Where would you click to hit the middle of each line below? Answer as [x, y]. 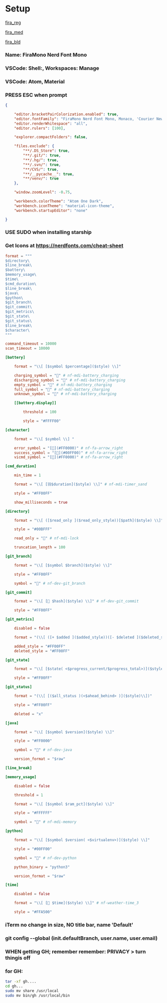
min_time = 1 [28, 475]
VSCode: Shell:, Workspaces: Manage [52, 68]
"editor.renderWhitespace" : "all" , [51, 123]
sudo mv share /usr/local [32, 991]
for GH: [14, 971]
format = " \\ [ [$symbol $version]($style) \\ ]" [64, 732]
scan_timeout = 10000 [28, 349]
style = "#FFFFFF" [33, 813]
